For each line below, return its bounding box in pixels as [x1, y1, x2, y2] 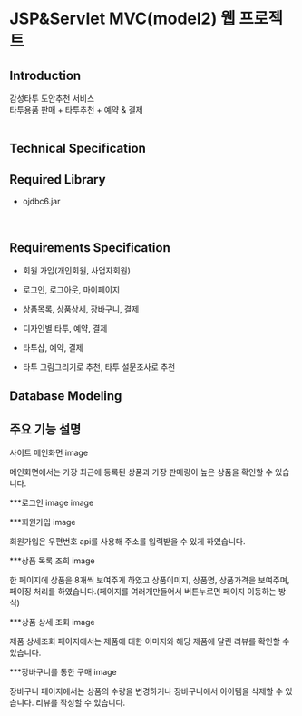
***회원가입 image [9, 517, 76, 528]
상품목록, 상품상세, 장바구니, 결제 [22, 303, 140, 314]
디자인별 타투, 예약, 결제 [22, 323, 108, 334]
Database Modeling [9, 388, 122, 404]
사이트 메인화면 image [9, 447, 89, 459]
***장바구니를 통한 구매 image [9, 667, 118, 678]
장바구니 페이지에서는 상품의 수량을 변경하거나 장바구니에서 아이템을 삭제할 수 [9, 686, 284, 697]
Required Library [9, 172, 106, 187]
